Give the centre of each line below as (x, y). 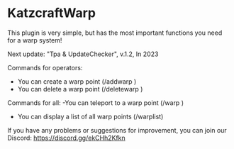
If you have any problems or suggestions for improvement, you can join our (117, 130)
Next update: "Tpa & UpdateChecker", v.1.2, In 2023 (83, 54)
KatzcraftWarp (51, 13)
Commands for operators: (45, 67)
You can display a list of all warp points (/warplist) (90, 116)
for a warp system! (35, 40)
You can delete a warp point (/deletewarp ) (80, 89)
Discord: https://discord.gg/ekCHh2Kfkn (66, 138)
